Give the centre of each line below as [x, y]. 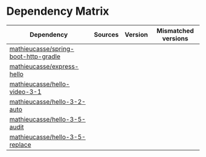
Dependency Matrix [58, 11]
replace [21, 144]
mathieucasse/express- [44, 66]
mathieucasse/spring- [42, 48]
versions [175, 38]
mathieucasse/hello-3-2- [48, 101]
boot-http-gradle [35, 56]
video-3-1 [25, 91]
